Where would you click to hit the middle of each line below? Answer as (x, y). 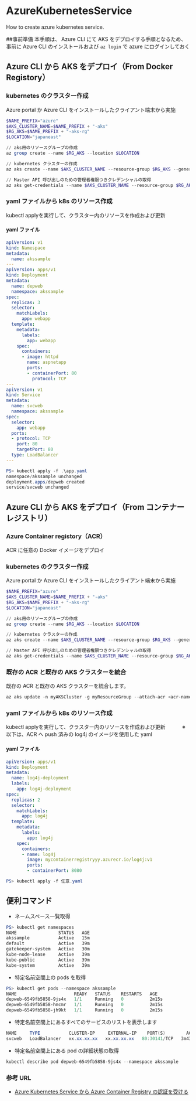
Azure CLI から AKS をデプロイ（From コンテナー (95, 507)
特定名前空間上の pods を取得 (50, 977)
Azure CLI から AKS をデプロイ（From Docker (90, 67)
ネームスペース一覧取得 (42, 916)
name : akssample (31, 259)
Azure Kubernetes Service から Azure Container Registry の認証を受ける (101, 1092)
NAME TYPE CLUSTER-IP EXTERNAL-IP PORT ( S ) (86, 1033)
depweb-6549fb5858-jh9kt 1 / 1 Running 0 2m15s (85, 1010)
